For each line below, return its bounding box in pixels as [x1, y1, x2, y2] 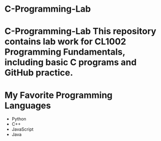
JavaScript [11, 126, 34, 132]
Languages [4, 100, 51, 111]
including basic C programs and [4, 57, 137, 68]
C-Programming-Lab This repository [4, 26, 157, 37]
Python [11, 116, 26, 122]
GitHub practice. [4, 67, 73, 79]
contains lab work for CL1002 [4, 36, 126, 47]
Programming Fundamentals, [4, 46, 125, 58]
